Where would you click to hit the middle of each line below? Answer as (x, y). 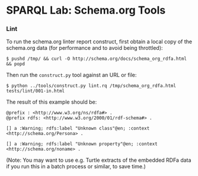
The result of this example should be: (52, 102)
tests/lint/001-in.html (36, 91)
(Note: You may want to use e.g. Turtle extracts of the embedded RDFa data (99, 160)
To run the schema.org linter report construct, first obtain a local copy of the (99, 41)
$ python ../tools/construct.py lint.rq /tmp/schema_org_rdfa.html (91, 86)
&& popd (16, 64)
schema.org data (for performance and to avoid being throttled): (84, 48)
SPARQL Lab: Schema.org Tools (86, 10)
